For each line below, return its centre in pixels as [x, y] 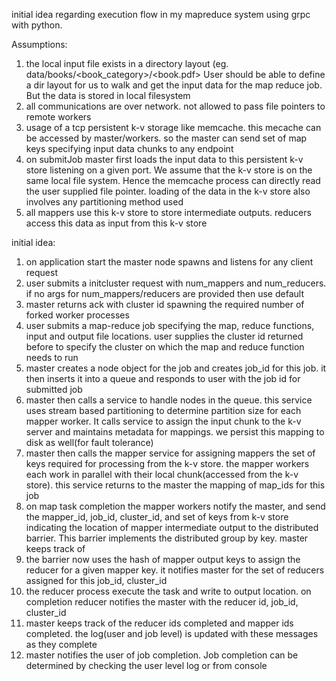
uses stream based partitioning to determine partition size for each [163, 410]
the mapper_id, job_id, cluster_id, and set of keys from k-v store [157, 517]
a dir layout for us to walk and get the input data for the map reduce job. [174, 85]
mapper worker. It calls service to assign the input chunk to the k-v [163, 421]
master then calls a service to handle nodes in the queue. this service [169, 400]
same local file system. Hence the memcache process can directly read [173, 180]
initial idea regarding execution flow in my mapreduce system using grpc [161, 14]
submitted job [54, 389]
